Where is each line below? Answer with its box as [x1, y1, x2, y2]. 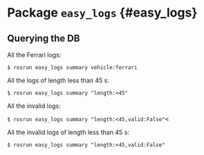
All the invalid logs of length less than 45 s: [7, 128, 130, 136]
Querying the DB [7, 33, 80, 44]
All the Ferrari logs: [7, 51, 62, 59]
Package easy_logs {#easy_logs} [7, 5, 198, 21]
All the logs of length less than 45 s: [7, 76, 109, 84]
